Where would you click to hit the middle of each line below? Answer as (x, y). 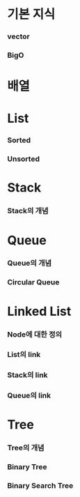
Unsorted (24, 159)
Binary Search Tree (40, 486)
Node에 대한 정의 (35, 334)
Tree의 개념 (26, 448)
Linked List (39, 311)
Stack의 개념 (28, 211)
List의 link (24, 355)
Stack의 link (27, 375)
